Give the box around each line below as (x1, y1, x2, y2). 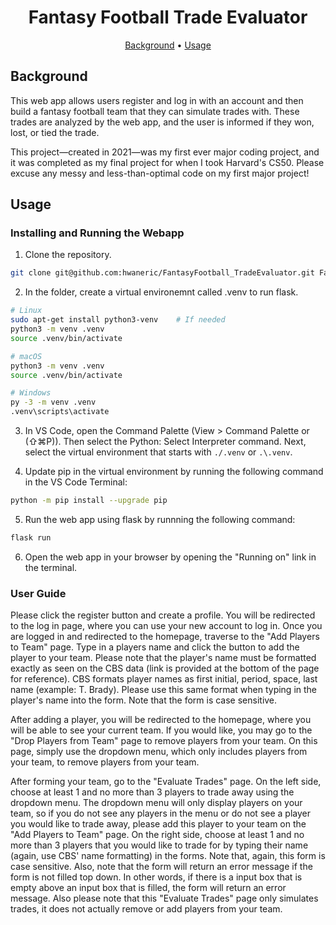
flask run (10, 532, 52, 543)
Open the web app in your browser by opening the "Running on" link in (24, 551, 317, 563)
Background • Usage (124, 39, 212, 51)
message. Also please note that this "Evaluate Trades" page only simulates (10, 892, 319, 905)
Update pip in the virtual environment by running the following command (24, 466, 324, 478)
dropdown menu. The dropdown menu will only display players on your (10, 797, 303, 809)
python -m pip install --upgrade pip (10, 496, 168, 506)
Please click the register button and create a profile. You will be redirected (10, 609, 316, 621)
